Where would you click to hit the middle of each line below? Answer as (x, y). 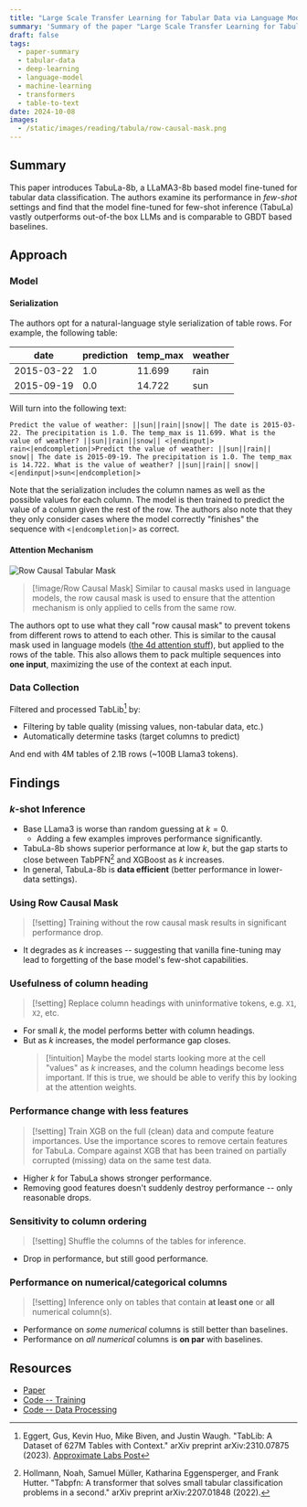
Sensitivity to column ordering (79, 1221)
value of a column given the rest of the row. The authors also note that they (151, 509)
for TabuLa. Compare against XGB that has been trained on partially (159, 1150)
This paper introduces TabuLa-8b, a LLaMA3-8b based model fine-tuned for (153, 187)
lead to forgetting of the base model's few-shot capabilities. (135, 960)
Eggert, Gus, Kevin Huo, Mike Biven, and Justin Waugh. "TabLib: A (147, 1436)
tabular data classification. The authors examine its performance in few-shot (153, 197)
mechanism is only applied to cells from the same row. (134, 607)
